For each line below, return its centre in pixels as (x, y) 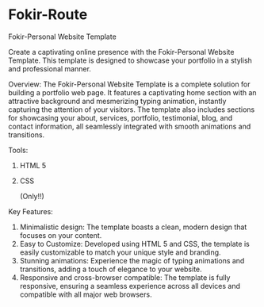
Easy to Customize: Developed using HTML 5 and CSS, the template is (134, 244)
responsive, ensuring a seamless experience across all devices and (130, 286)
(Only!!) (32, 196)
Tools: (18, 150)
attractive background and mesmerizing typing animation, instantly (117, 101)
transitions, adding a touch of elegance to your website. (111, 269)
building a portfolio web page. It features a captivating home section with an (132, 92)
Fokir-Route (48, 15)
